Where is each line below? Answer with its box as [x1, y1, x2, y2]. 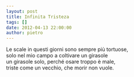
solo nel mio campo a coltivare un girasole [6, 52, 108, 59]
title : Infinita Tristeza [6, 14, 69, 20]
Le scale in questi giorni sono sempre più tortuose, [6, 46, 129, 53]
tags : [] [6, 19, 28, 25]
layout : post [6, 8, 38, 14]
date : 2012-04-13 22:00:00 [6, 24, 72, 31]
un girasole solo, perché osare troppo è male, [6, 58, 116, 65]
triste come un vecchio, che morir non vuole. [6, 64, 114, 71]
